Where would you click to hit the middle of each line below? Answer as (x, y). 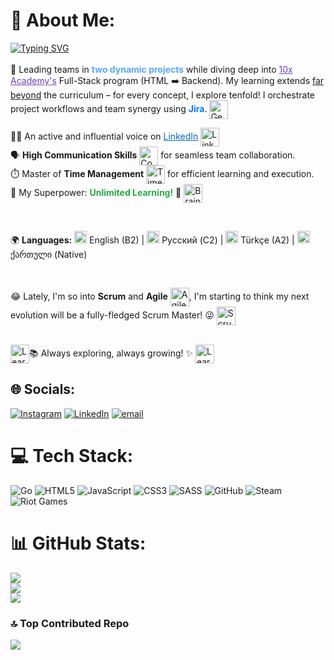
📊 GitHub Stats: (78, 543)
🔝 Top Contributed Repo (70, 623)
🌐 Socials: (43, 389)
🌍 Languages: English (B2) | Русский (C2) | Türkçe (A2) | (152, 240)
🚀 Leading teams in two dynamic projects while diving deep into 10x (151, 69)
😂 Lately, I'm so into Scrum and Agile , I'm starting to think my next (160, 296)
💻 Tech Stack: (72, 455)
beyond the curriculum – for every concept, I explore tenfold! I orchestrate (163, 95)
